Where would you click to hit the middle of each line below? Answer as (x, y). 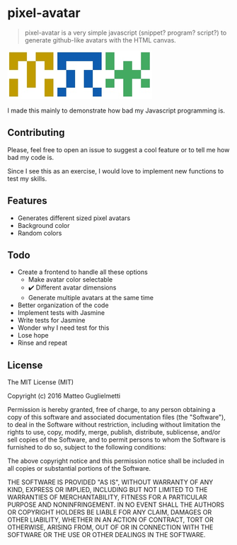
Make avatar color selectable (70, 280)
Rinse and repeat (42, 343)
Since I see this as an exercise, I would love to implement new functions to (116, 171)
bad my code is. (31, 157)
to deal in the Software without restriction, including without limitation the (114, 425)
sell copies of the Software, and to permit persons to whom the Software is (117, 440)
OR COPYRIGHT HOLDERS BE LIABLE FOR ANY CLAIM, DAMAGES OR (110, 512)
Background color (44, 225)
